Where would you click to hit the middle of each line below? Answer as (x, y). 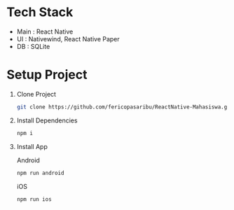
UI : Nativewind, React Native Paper (68, 38)
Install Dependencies (47, 120)
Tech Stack (40, 12)
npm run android (40, 173)
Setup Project (47, 75)
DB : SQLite (33, 46)
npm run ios (34, 199)
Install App (32, 146)
